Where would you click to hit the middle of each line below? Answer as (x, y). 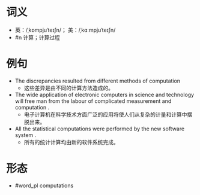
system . (26, 135)
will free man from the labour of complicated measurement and (93, 101)
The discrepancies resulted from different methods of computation (98, 81)
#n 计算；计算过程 (37, 37)
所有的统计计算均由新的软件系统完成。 (71, 142)
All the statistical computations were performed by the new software (100, 129)
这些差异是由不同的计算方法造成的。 (69, 88)
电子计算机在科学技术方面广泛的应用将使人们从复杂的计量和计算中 (105, 114)
